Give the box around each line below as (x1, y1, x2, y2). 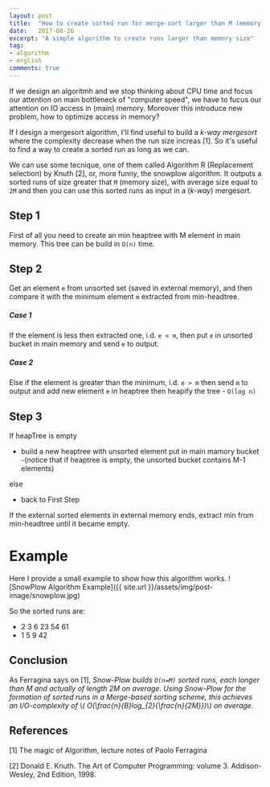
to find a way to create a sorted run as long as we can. (9, 144, 190, 154)
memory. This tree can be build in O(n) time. (9, 239, 155, 248)
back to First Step (20, 495, 80, 505)
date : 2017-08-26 (9, 27, 75, 35)
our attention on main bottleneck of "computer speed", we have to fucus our (9, 94, 262, 105)
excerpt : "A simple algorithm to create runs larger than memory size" (9, 34, 254, 43)
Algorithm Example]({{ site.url (47, 582, 147, 592)
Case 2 (9, 357, 34, 367)
